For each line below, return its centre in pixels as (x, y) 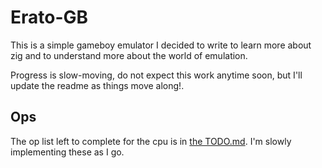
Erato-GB (49, 17)
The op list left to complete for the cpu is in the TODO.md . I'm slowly (151, 141)
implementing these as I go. (67, 152)
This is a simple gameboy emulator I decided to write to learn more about (161, 45)
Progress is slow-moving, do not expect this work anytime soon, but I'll (156, 75)
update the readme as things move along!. (97, 85)
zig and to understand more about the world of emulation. (129, 55)
